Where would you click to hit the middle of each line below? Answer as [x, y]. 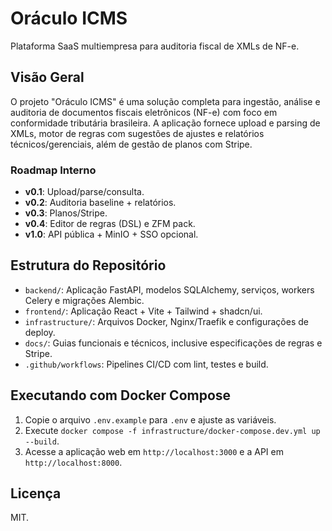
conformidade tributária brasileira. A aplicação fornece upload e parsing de [165, 123]
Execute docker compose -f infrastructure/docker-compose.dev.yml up [172, 430]
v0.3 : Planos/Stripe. [66, 213]
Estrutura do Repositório [88, 265]
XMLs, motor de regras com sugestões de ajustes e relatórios [137, 133]
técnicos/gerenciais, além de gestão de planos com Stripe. [131, 144]
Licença [36, 493]
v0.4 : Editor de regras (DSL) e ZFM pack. [110, 224]
